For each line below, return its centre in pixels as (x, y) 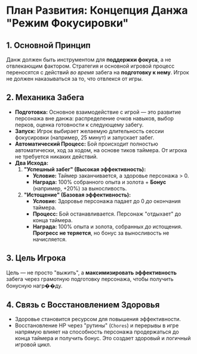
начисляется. (50, 239)
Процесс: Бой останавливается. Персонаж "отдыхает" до (107, 214)
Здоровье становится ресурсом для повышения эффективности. (98, 319)
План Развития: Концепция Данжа (97, 10)
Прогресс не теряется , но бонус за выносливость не (101, 233)
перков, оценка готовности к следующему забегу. (79, 125)
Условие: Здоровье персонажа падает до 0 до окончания (107, 201)
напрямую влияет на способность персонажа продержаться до (97, 332)
